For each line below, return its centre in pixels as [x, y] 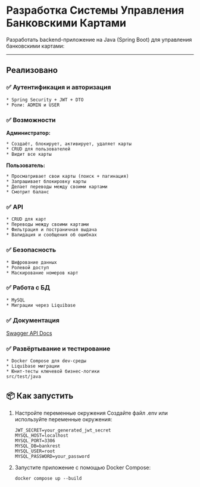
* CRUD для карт [26, 219]
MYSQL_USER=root [35, 451]
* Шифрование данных [32, 262]
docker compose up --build [48, 479]
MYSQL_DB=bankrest [37, 446]
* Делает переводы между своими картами [57, 187]
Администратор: [28, 132]
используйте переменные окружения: [63, 420]
